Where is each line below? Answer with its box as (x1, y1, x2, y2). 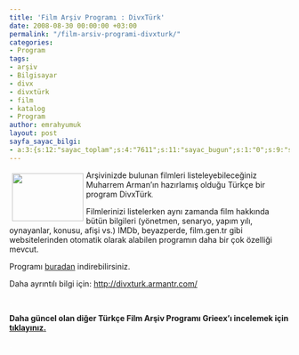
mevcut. (9, 244, 39, 254)
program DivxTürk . (85, 189, 154, 199)
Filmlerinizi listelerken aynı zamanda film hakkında (85, 206, 270, 216)
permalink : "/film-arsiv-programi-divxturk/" (9, 29, 181, 38)
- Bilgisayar (9, 71, 58, 80)
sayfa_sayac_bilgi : (9, 137, 82, 146)
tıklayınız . (9, 322, 47, 333)
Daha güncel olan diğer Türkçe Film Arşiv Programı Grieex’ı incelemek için (9, 312, 289, 323)
